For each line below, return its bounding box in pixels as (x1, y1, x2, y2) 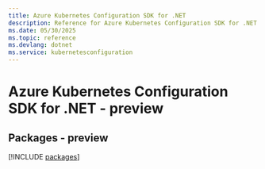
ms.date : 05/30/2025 (8, 26, 77, 34)
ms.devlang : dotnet (8, 41, 73, 49)
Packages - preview (8, 131, 109, 144)
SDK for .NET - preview (8, 100, 164, 117)
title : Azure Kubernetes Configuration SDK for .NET (8, 11, 186, 20)
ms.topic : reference (8, 33, 77, 42)
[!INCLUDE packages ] (8, 152, 80, 161)
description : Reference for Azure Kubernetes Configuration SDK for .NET (8, 19, 258, 27)
